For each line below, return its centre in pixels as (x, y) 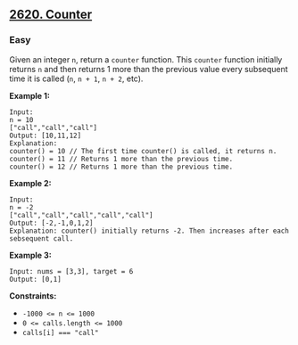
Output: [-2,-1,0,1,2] (51, 223)
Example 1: (30, 95)
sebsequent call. (41, 238)
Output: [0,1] (36, 279)
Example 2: (30, 183)
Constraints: (33, 296)
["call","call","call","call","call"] (81, 215)
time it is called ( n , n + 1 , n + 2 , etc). (76, 78)
